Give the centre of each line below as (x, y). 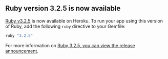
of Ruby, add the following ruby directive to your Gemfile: (65, 26)
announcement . (22, 51)
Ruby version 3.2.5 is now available (63, 8)
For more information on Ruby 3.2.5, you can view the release (70, 45)
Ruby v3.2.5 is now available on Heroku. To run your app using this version (84, 21)
